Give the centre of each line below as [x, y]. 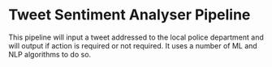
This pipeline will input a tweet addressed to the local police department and [136, 37]
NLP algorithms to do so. [50, 54]
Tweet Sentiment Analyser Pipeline [130, 15]
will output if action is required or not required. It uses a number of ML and [133, 45]
